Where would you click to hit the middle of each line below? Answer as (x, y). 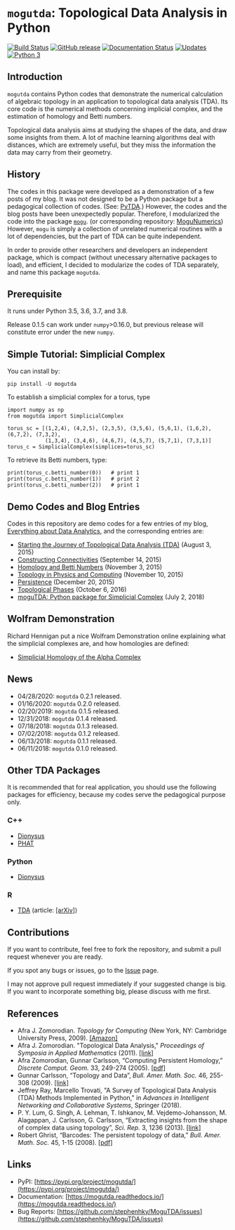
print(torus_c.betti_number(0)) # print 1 (73, 473)
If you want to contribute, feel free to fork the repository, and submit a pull (114, 950)
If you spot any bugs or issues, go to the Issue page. (83, 971)
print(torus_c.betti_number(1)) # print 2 (73, 479)
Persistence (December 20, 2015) (66, 582)
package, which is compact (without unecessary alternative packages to (112, 257)
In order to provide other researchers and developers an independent (108, 250)
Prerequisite (35, 294)
